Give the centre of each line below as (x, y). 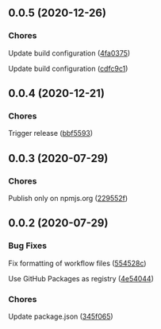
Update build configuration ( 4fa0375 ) (69, 53)
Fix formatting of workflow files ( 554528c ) (77, 263)
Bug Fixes (28, 246)
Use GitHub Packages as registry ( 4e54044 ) (81, 278)
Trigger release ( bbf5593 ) (51, 134)
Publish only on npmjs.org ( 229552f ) (68, 199)
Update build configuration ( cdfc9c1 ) (68, 68)
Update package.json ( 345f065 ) (61, 316)
